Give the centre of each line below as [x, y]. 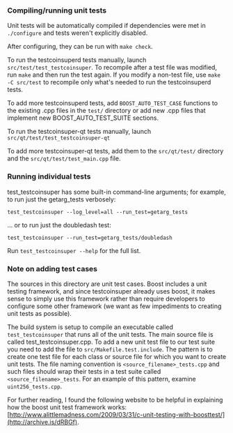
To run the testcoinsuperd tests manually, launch [77, 60]
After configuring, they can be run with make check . [80, 47]
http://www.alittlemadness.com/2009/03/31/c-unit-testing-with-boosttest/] [117, 414]
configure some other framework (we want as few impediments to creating [114, 306]
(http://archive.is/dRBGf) [42, 422]
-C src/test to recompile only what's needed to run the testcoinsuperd [109, 82]
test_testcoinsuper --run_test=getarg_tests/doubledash [90, 238]
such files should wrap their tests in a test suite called [84, 371]
